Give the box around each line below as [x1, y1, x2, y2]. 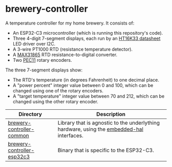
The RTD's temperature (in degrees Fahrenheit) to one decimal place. [12, 77, 160, 83]
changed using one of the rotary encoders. [12, 87, 104, 93]
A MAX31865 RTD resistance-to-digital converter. [12, 52, 118, 58]
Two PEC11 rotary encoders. [12, 57, 72, 63]
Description [96, 110, 126, 117]
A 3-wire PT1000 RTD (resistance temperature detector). [12, 46, 133, 52]
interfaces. [57, 132, 83, 139]
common [8, 132, 29, 139]
